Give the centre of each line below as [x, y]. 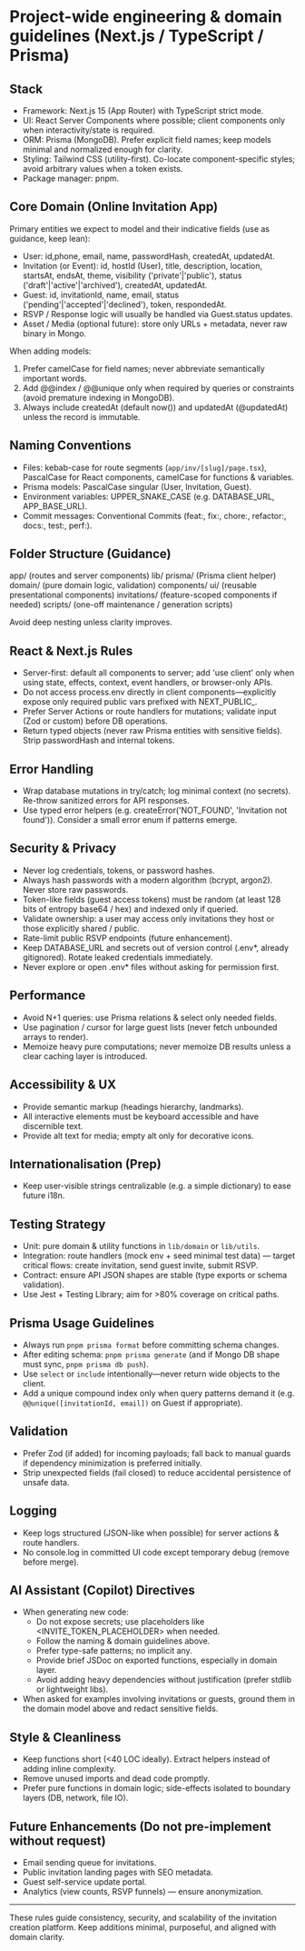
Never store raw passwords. [75, 889]
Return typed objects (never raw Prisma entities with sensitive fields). [152, 731]
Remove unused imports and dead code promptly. [116, 1778]
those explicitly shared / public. [81, 928]
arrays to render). [55, 1036]
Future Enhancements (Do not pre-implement [140, 1826]
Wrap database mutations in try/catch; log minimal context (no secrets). [157, 791]
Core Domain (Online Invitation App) [114, 207]
